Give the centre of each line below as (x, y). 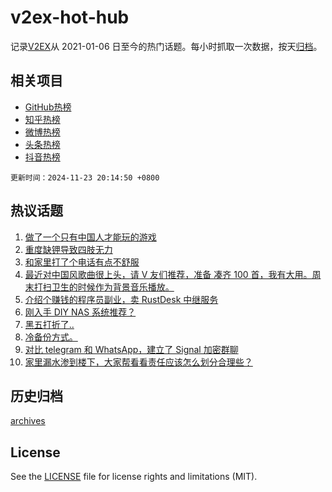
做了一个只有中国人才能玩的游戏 (90, 237)
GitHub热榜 (48, 107)
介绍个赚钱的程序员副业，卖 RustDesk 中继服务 (121, 299)
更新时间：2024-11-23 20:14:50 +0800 (85, 177)
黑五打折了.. (49, 324)
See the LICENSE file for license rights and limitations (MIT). (134, 477)
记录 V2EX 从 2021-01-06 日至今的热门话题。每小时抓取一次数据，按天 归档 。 (166, 46)
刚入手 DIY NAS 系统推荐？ (80, 312)
